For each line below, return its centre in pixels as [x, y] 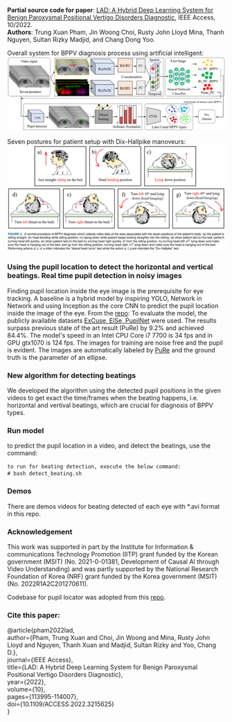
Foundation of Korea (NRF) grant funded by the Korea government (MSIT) [112, 576]
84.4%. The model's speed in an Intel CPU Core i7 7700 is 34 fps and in [110, 335]
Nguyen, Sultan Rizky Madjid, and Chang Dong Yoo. [81, 40]
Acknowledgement [40, 532]
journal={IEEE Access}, [40, 660]
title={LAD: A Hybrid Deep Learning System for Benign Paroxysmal [102, 667]
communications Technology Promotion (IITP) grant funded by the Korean [113, 554]
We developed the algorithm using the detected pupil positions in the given [114, 391]
